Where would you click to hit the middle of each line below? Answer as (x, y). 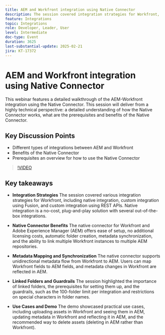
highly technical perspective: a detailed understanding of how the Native (79, 110)
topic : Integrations (26, 23)
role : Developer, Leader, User (37, 28)
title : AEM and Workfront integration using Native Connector (70, 10)
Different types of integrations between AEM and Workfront (73, 148)
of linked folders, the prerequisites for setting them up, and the (76, 287)
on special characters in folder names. (51, 297)
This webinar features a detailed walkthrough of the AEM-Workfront (74, 100)
